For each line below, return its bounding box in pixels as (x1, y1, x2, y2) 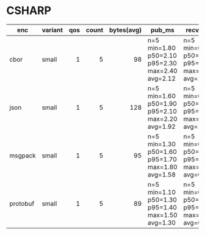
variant (41, 26, 63, 34)
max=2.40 (147, 67, 178, 75)
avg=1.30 (147, 218, 176, 226)
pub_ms (150, 26, 175, 34)
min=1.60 (147, 92, 176, 100)
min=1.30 (147, 140, 176, 148)
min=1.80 (147, 43, 176, 52)
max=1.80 (147, 162, 178, 171)
